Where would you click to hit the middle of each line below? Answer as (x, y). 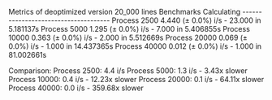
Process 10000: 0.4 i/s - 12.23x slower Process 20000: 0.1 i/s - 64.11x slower (136, 79)
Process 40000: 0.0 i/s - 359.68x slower (76, 88)
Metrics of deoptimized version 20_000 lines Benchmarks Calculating (125, 12)
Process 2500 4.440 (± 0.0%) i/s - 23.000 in (186, 20)
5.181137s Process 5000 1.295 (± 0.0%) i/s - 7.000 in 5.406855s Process (129, 29)
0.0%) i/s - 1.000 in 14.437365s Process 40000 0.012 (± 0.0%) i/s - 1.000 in (135, 46)
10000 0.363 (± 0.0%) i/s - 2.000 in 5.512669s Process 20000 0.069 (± (128, 37)
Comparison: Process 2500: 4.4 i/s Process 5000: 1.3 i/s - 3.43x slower (128, 71)
